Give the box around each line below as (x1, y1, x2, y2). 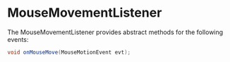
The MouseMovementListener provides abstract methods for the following (7, 28, 224, 36)
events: (7, 35, 29, 43)
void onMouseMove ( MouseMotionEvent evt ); (7, 49, 131, 56)
